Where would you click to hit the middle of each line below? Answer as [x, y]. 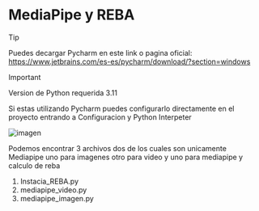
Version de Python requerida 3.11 [63, 93]
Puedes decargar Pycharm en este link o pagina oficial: [100, 53]
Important [25, 77]
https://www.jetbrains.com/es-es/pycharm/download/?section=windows [129, 61]
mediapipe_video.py [53, 190]
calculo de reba [34, 165]
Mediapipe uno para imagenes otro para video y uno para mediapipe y [126, 157]
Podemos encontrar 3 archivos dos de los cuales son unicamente [117, 148]
